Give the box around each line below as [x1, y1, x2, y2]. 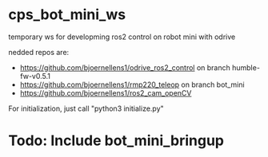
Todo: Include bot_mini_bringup [8, 131, 224, 150]
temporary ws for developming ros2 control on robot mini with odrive [8, 32, 236, 41]
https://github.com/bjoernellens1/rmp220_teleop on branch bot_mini [19, 80, 246, 89]
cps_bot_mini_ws [8, 6, 126, 24]
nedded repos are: [8, 47, 70, 57]
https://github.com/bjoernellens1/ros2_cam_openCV [19, 88, 192, 97]
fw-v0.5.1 [19, 71, 50, 80]
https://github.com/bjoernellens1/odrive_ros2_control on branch [19, 62, 230, 73]
